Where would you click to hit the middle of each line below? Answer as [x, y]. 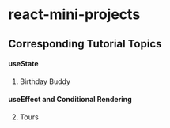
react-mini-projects [74, 15]
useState [23, 64]
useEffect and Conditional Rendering [70, 100]
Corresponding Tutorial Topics [85, 44]
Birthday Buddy [45, 81]
